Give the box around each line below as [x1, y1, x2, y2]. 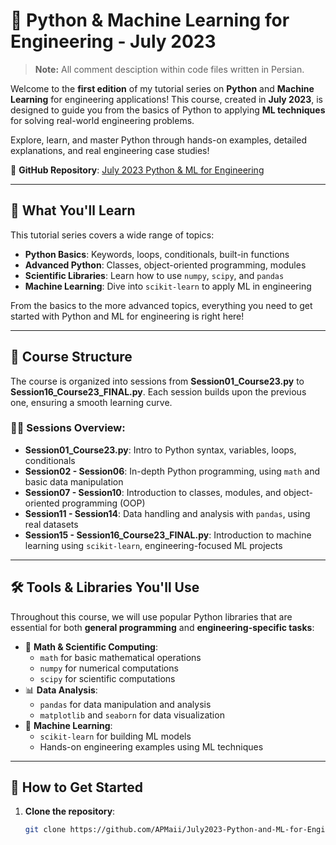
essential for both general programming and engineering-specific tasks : [10, 621, 315, 633]
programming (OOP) [61, 497, 146, 509]
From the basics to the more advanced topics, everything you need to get [10, 299, 313, 311]
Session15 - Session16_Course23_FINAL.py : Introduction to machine [24, 529, 312, 541]
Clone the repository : [24, 805, 116, 818]
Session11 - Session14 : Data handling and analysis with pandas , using [24, 507, 311, 519]
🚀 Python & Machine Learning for [10, 9, 290, 32]
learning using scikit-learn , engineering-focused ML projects [24, 539, 283, 551]
